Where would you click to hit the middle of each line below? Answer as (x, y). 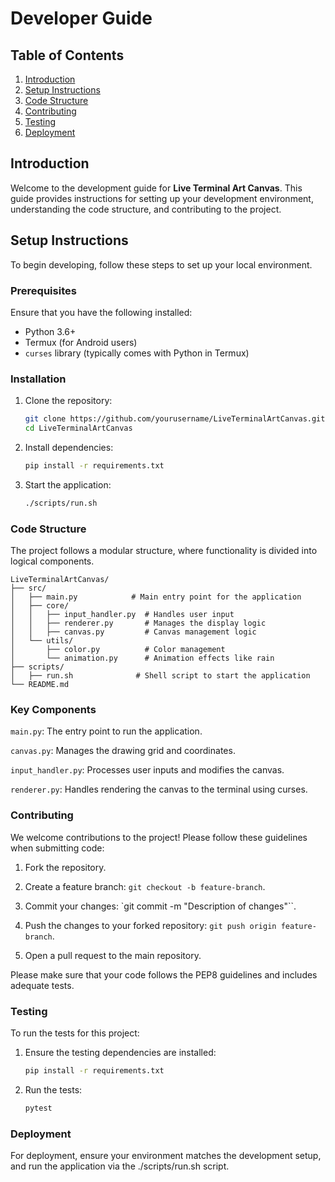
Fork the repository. (65, 867)
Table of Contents (67, 55)
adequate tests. (42, 985)
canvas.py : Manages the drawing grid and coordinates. (123, 751)
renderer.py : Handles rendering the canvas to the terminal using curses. (159, 789)
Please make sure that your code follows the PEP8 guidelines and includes (164, 974)
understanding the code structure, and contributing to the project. (146, 209)
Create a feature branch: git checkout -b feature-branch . (145, 886)
